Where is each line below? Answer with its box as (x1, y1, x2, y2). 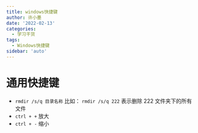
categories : (6, 25, 36, 32)
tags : (6, 37, 20, 43)
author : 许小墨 (6, 15, 42, 21)
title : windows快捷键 (6, 8, 58, 15)
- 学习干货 (11, 31, 36, 37)
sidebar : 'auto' (6, 48, 47, 54)
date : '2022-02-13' (6, 20, 56, 26)
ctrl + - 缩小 (14, 120, 49, 127)
